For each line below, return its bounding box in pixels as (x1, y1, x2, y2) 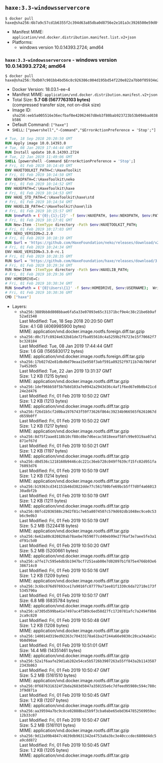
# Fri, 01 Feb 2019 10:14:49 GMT (5, 163, 73, 168)
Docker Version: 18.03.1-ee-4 (12, 87, 70, 92)
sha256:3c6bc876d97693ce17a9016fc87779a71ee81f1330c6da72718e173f (19, 584, 157, 589)
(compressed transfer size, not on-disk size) (12, 102, 101, 108)
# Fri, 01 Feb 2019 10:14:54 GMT (5, 200, 73, 204)
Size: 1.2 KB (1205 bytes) (19, 747, 69, 753)
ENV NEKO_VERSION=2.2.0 (5, 231, 53, 236)
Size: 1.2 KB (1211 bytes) (19, 498, 67, 504)
